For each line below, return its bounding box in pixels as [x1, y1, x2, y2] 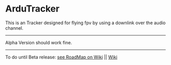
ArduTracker [5, 3, 60, 15]
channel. [5, 25, 24, 31]
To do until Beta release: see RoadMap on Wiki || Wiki [5, 54, 118, 60]
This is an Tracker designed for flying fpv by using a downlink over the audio [5, 20, 166, 26]
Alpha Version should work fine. [5, 39, 72, 45]
